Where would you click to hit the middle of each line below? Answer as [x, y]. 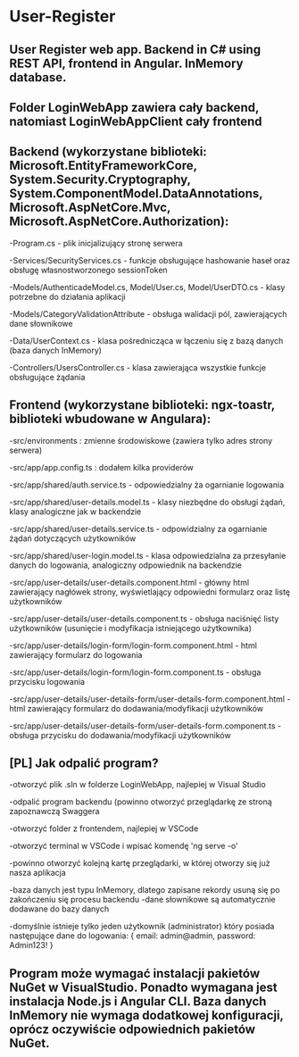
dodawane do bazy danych [59, 909]
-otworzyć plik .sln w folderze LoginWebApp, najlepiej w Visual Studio [137, 785]
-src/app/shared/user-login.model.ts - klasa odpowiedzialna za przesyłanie [148, 555]
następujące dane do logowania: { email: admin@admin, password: [133, 936]
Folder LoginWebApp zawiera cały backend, [134, 108]
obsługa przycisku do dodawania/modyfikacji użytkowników [120, 735]
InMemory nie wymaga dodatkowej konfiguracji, [146, 1015]
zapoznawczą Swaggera [54, 811]
